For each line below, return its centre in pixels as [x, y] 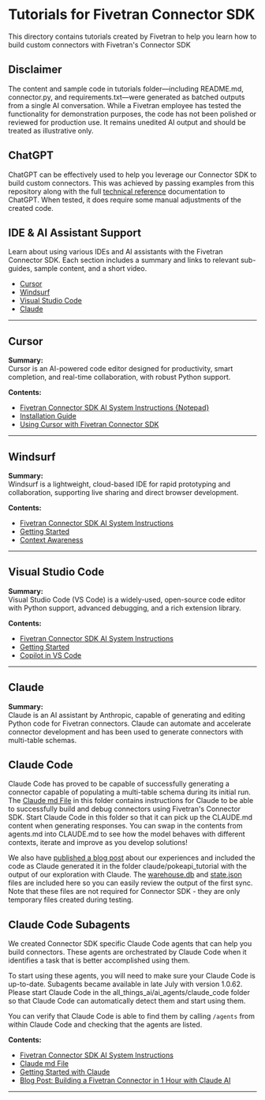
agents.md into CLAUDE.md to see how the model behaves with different [127, 834]
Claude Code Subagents [69, 924]
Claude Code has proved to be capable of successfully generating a [119, 784]
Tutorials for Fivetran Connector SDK [132, 15]
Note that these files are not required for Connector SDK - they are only [124, 892]
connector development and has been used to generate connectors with [126, 731]
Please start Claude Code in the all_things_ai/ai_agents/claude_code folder [129, 993]
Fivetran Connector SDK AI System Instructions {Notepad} [114, 407]
